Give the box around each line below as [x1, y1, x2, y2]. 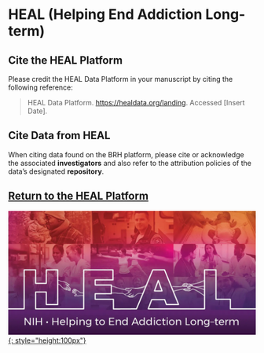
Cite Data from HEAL [8, 129, 111, 142]
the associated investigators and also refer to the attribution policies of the [8, 158, 252, 167]
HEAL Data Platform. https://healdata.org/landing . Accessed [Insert [27, 98, 245, 107]
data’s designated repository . [8, 167, 104, 176]
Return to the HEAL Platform [8, 189, 149, 203]
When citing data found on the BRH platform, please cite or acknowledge [8, 149, 245, 159]
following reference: [8, 83, 73, 92]
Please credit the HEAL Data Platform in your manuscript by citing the [8, 75, 233, 83]
